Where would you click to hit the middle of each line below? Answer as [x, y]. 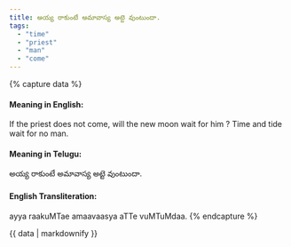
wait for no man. [39, 133]
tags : [19, 26]
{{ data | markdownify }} [54, 233]
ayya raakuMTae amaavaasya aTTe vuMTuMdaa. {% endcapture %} [134, 216]
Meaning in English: [47, 104]
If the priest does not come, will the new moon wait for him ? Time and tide [145, 124]
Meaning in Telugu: [46, 154]
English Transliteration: [53, 196]
